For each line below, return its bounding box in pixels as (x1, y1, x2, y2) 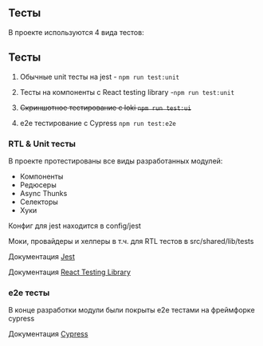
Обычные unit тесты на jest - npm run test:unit (19, 72, 180, 81)
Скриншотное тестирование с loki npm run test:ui (19, 103, 192, 112)
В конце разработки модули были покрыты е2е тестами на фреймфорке (8, 305, 255, 315)
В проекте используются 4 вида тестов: (8, 27, 145, 37)
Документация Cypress (8, 329, 88, 339)
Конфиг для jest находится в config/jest (8, 221, 142, 230)
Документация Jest (8, 251, 76, 261)
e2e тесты (8, 287, 50, 298)
